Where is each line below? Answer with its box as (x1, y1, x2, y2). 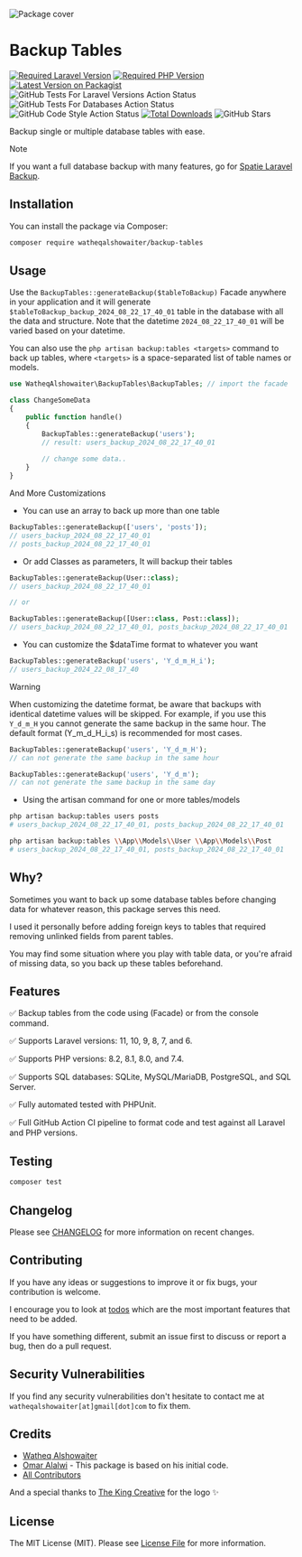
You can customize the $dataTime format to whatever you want (22, 639, 259, 650)
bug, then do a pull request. (9, 1340, 113, 1351)
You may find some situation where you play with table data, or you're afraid (9, 948, 293, 959)
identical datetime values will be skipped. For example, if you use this (9, 708, 267, 719)
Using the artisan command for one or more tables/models (22, 795, 241, 806)
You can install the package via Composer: (9, 220, 169, 231)
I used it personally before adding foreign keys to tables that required (9, 921, 266, 932)
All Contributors (22, 1469, 81, 1480)
